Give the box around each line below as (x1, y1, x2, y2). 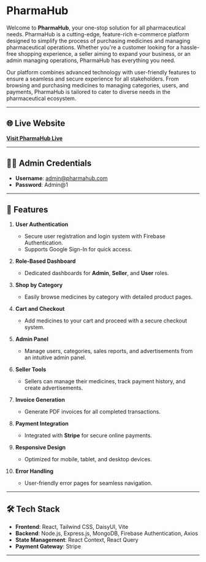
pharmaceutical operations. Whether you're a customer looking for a (6, 44, 180, 51)
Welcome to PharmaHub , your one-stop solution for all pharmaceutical (6, 24, 186, 31)
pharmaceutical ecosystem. (6, 95, 77, 102)
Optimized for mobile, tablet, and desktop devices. (24, 456, 152, 463)
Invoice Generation (15, 396, 66, 404)
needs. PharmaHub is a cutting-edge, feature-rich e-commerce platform (6, 30, 189, 37)
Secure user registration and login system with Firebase (24, 233, 166, 240)
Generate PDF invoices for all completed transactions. (24, 408, 161, 415)
